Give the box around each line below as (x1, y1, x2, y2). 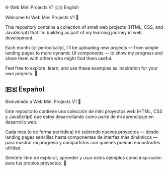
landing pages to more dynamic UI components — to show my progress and (5, 50, 163, 56)
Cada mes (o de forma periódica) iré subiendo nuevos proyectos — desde (5, 129, 159, 135)
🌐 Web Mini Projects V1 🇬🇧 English (5, 5, 79, 10)
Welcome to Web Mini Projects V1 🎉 (5, 15, 79, 20)
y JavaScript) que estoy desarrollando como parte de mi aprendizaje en (5, 113, 154, 120)
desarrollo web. (5, 119, 38, 125)
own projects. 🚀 (5, 71, 38, 76)
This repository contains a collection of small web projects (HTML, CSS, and (5, 24, 163, 30)
